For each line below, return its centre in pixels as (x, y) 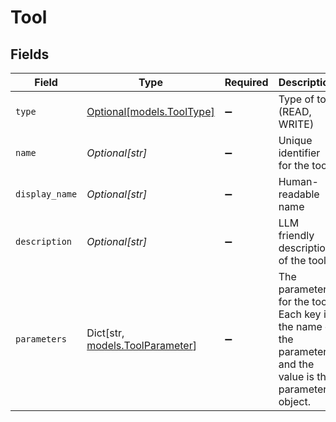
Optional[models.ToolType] (150, 111)
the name (300, 326)
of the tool (302, 260)
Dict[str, (105, 333)
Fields (30, 54)
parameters (41, 339)
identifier (299, 153)
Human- (298, 181)
